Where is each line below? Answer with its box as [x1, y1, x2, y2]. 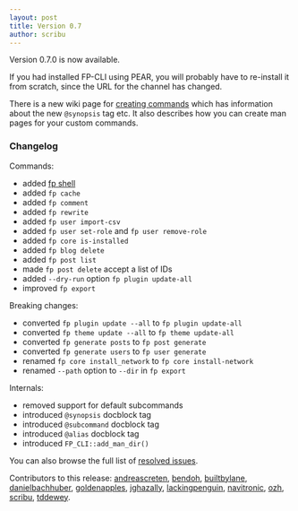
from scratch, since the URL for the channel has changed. [9, 82, 223, 92]
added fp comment [21, 196, 89, 207]
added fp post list [21, 254, 97, 264]
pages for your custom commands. [9, 117, 139, 128]
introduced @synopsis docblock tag [21, 409, 152, 420]
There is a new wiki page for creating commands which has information [9, 99, 274, 109]
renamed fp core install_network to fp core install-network [21, 355, 254, 366]
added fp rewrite [21, 206, 89, 217]
